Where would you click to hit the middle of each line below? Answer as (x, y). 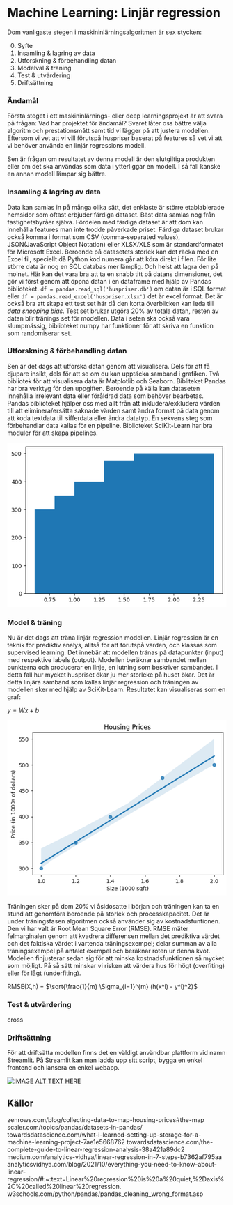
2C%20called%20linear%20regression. (64, 1187)
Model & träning (35, 622)
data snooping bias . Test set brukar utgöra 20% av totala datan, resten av (113, 311)
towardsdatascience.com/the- (170, 1142)
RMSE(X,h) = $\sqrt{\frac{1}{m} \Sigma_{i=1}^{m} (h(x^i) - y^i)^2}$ (103, 986)
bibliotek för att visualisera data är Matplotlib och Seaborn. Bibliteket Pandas (116, 381)
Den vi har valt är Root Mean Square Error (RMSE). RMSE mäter (98, 928)
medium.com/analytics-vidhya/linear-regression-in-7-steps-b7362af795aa (115, 1157)
